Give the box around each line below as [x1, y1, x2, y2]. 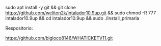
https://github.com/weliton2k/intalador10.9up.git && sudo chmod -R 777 [5, 10, 156, 16]
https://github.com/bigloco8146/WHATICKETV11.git [5, 35, 113, 41]
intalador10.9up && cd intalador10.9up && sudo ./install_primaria [5, 15, 139, 21]
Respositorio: [5, 25, 33, 31]
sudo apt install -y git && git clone [5, 5, 76, 10]
